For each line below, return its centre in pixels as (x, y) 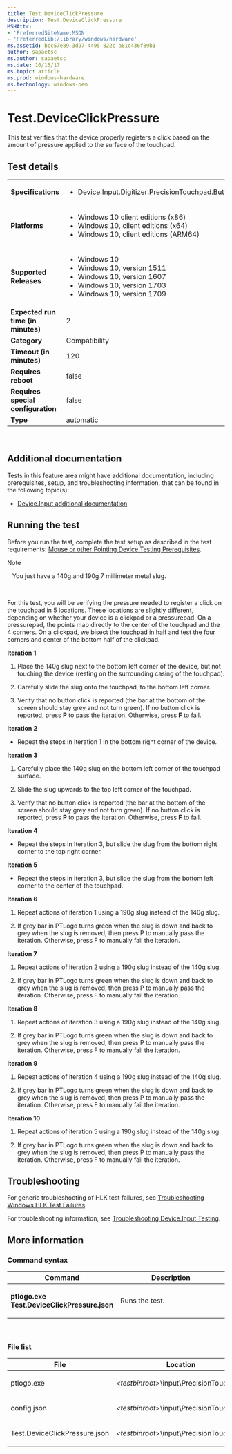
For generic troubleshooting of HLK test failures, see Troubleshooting (106, 1198)
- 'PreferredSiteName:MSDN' (48, 33)
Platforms (27, 226)
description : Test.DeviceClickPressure (65, 20)
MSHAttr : (20, 26)
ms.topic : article (33, 71)
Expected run (33, 312)
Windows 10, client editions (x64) (133, 226)
